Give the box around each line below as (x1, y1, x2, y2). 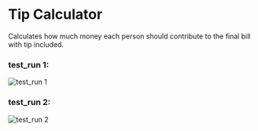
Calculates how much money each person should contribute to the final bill (8, 31, 251, 41)
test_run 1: (8, 59, 50, 70)
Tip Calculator (8, 5, 103, 24)
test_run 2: (8, 96, 51, 107)
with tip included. (8, 39, 64, 49)
